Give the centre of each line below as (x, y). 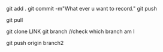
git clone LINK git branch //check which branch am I (70, 31)
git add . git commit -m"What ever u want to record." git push (81, 9)
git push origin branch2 (35, 43)
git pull (15, 20)
